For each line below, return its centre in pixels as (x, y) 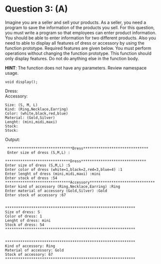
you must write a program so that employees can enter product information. (81, 33)
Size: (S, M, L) (21, 105)
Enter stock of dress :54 (31, 178)
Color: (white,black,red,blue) (37, 113)
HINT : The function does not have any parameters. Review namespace (76, 68)
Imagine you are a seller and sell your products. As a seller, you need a (76, 22)
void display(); (21, 82)
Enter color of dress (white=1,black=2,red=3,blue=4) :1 (64, 169)
